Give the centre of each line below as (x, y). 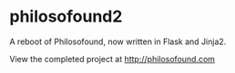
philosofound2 (66, 17)
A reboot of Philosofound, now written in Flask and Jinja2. (118, 41)
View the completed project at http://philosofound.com (112, 59)
